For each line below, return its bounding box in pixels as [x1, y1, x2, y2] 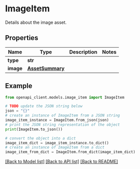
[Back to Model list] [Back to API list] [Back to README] [5, 159, 118, 165]
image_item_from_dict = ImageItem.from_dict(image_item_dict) [5, 150, 136, 155]
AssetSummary [27, 65, 65, 72]
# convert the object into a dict [5, 136, 76, 141]
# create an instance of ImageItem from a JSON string [5, 113, 120, 118]
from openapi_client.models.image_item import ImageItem [5, 95, 125, 100]
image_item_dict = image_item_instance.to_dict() [5, 140, 109, 145]
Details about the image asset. [5, 19, 67, 25]
